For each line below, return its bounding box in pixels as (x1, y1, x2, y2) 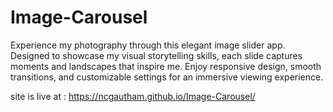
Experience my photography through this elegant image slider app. (10, 39, 286, 51)
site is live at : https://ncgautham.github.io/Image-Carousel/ (10, 90, 256, 102)
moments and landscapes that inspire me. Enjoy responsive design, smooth (10, 60, 322, 72)
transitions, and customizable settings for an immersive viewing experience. (10, 71, 324, 83)
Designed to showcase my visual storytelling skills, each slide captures (10, 49, 303, 61)
